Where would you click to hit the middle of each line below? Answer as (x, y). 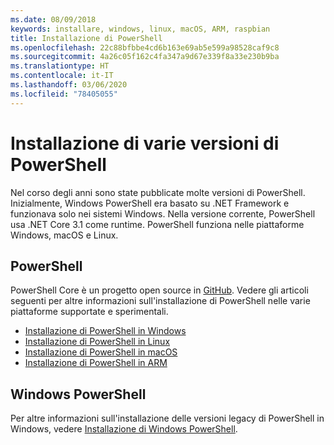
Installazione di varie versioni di (145, 143)
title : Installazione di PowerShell (86, 38)
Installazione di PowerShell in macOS (101, 352)
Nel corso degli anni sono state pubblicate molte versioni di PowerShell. (158, 192)
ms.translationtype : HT (60, 66)
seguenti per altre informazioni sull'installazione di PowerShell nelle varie (160, 301)
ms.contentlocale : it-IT (62, 76)
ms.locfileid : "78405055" (64, 94)
